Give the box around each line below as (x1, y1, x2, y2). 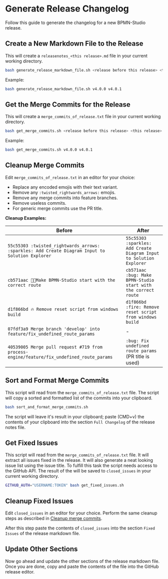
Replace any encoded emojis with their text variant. (12, 184, 118, 190)
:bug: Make (125, 272, 151, 278)
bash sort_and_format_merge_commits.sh (5, 404, 88, 409)
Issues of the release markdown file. (5, 530, 80, 536)
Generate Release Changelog (5, 3, 129, 15)
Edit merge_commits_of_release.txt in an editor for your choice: (5, 174, 135, 180)
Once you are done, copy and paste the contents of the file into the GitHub (5, 563, 159, 569)
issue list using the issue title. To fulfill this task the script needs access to (5, 462, 157, 468)
